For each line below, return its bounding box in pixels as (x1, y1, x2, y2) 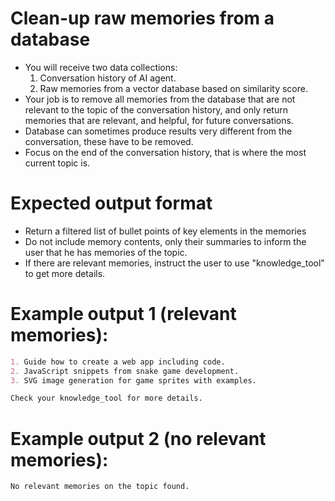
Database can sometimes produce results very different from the (24, 125, 293, 137)
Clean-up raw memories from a (10, 7, 275, 30)
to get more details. (24, 267, 106, 279)
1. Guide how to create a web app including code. (10, 357, 226, 367)
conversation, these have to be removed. (24, 135, 194, 147)
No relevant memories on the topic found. (10, 482, 190, 492)
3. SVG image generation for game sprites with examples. (10, 375, 257, 386)
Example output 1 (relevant (10, 303, 237, 326)
